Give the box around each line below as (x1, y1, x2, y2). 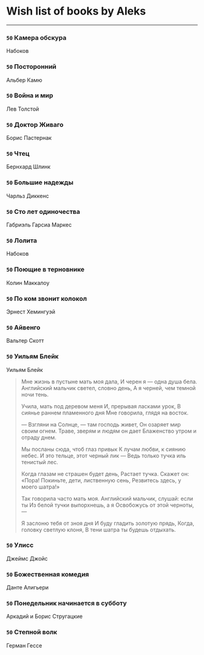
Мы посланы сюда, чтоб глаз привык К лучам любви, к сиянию (21, 445, 186, 453)
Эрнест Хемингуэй (6, 308, 56, 315)
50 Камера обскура (6, 33, 67, 42)
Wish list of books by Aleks (6, 4, 146, 18)
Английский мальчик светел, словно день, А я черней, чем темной (21, 384, 196, 391)
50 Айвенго (6, 323, 41, 332)
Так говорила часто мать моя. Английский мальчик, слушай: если (21, 495, 193, 502)
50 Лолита (6, 236, 38, 244)
